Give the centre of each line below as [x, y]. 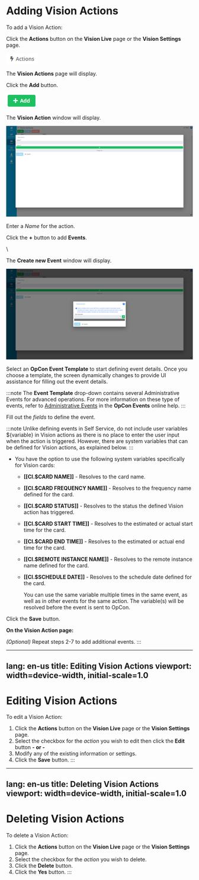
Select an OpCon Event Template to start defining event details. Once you [97, 369]
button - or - [30, 747]
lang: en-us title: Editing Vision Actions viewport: [99, 666]
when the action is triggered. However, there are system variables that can [97, 441]
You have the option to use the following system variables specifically [100, 459]
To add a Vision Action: [34, 27]
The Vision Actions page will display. [52, 73]
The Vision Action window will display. [54, 117]
